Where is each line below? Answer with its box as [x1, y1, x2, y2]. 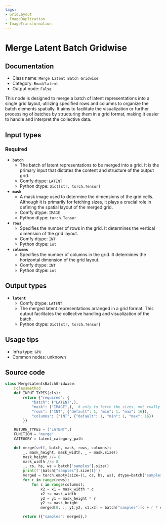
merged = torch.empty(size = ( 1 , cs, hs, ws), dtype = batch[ [23, 473, 145, 478]
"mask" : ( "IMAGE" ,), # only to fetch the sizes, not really [31, 404, 161, 409]
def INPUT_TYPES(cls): [14, 391, 61, 396]
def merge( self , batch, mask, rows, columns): [14, 445, 112, 450]
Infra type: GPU [12, 349, 41, 355]
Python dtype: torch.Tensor [19, 214, 77, 220]
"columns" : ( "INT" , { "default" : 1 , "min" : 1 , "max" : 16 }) [31, 414, 154, 419]
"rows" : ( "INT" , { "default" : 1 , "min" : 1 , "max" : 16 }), [31, 409, 149, 414]
